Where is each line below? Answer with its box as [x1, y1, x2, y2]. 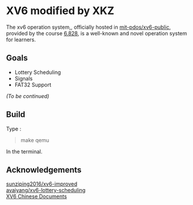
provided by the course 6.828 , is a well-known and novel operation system [6, 29, 187, 36]
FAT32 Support [14, 81, 52, 88]
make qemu [20, 136, 49, 143]
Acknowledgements [6, 164, 82, 174]
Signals [14, 75, 33, 82]
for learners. [6, 36, 36, 43]
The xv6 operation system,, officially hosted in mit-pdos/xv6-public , [6, 23, 171, 31]
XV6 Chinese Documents [6, 193, 67, 200]
